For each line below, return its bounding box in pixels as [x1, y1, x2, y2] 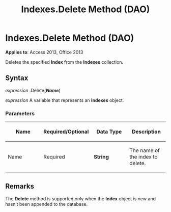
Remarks [5, 182, 35, 191]
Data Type [96, 128, 122, 136]
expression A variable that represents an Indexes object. [5, 97, 124, 103]
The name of [129, 147, 160, 154]
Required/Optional [43, 128, 89, 136]
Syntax [5, 74, 28, 83]
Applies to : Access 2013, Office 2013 [5, 49, 83, 55]
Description [131, 128, 161, 136]
